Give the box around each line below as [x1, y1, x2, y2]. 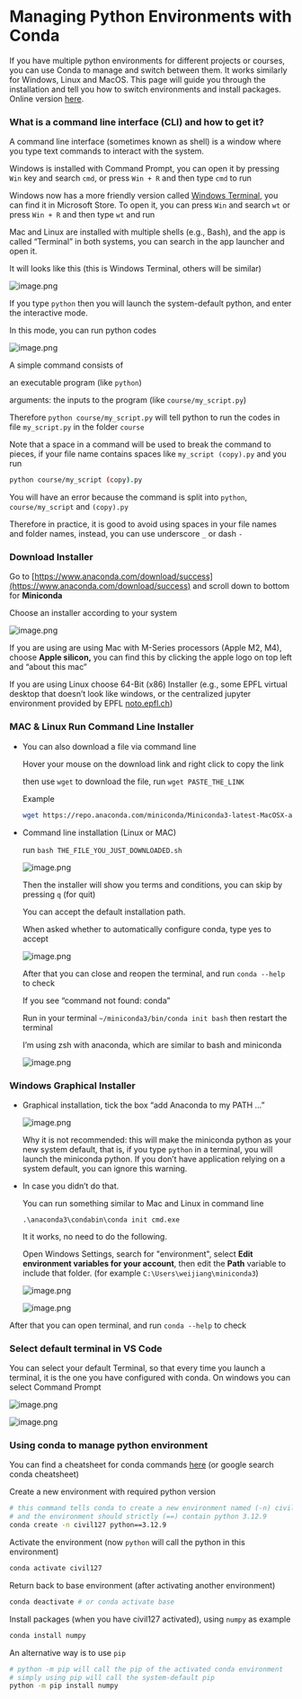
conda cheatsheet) [9, 1469, 79, 1480]
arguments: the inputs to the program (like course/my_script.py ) [9, 395, 247, 405]
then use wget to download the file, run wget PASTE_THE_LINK [22, 776, 244, 787]
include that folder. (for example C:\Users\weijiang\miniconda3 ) [22, 1268, 259, 1278]
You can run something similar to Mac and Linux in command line [22, 1197, 264, 1208]
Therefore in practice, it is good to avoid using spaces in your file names [9, 519, 277, 529]
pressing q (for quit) [22, 888, 96, 900]
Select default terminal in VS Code [9, 1342, 163, 1355]
